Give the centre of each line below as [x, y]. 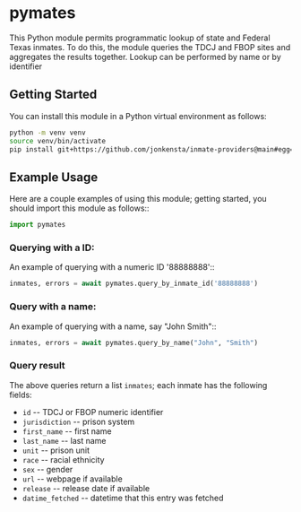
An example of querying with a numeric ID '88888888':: [112, 267]
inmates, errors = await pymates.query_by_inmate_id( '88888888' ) [133, 284]
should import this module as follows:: [79, 208]
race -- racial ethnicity [63, 459]
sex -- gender [47, 469]
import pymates [38, 225]
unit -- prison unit [56, 450]
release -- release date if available [86, 488]
